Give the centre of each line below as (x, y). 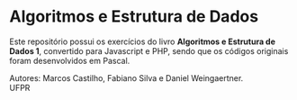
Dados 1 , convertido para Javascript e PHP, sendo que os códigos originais (149, 50)
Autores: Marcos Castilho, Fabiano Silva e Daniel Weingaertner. (126, 77)
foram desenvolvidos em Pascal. (70, 60)
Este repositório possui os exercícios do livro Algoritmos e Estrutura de (143, 41)
